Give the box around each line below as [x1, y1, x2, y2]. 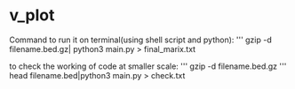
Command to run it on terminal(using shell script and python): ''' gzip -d [9, 34, 273, 45]
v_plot [9, 5, 55, 26]
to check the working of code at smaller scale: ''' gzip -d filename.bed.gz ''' [9, 61, 287, 71]
